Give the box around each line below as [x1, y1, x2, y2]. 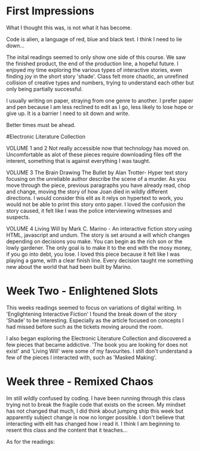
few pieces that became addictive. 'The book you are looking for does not [6, 341, 188, 348]
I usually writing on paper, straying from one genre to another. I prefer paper [6, 97, 194, 104]
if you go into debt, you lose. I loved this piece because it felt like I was [6, 250, 180, 258]
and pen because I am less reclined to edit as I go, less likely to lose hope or [6, 103, 194, 110]
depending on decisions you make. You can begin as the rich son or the [6, 238, 183, 245]
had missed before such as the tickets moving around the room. [6, 323, 163, 330]
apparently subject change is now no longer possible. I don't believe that [6, 413, 185, 420]
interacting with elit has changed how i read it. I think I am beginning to [6, 420, 180, 427]
